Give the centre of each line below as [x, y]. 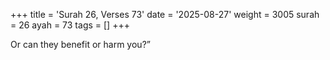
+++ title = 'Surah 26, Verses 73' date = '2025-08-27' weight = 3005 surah [165, 14]
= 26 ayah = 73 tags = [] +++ [70, 25]
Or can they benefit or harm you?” [80, 44]
